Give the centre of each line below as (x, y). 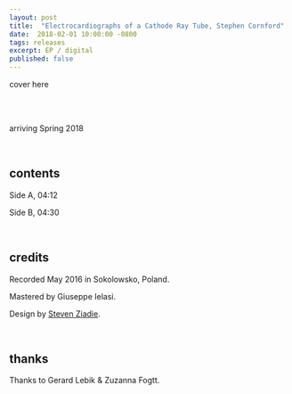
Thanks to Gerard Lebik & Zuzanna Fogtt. (85, 381)
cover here (29, 84)
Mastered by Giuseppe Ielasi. (63, 296)
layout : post (33, 17)
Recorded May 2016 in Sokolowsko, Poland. (89, 279)
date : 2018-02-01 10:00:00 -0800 (73, 34)
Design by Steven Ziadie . (55, 314)
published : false (41, 59)
